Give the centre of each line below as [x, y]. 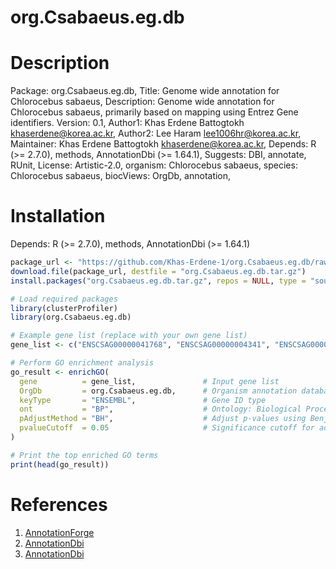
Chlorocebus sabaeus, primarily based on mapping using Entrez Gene [154, 112]
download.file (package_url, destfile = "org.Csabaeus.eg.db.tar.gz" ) [158, 271]
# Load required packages [64, 299]
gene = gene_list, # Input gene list [149, 381]
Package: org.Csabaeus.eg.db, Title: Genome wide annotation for [145, 91]
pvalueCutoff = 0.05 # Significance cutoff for [167, 428]
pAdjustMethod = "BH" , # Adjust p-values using [163, 419]
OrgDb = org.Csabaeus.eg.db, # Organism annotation [158, 391]
